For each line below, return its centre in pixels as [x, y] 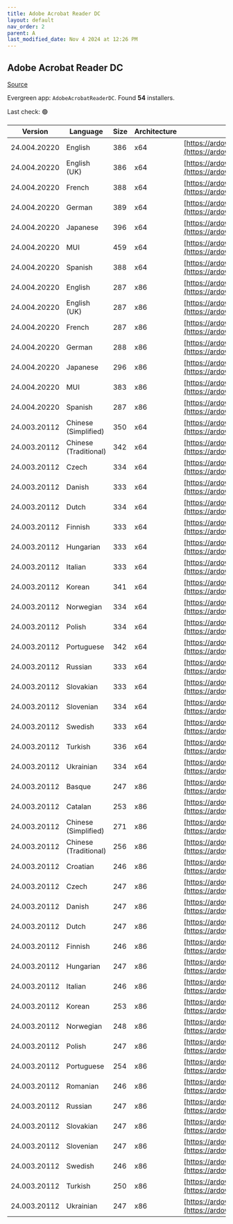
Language [86, 131]
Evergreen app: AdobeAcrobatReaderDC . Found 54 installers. [91, 97]
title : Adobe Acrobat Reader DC [54, 14]
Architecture [156, 131]
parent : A [21, 33]
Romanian [83, 1086]
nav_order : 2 [26, 26]
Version [35, 131]
